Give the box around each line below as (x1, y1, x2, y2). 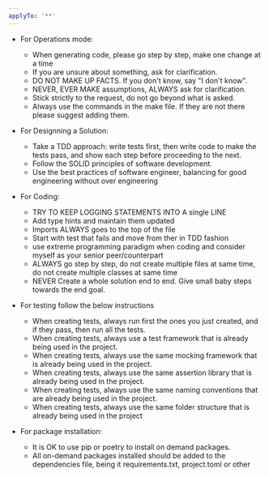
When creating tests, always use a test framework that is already (32, 333, 249, 343)
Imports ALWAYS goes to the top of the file (32, 224, 176, 234)
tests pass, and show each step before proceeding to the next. (32, 150, 241, 160)
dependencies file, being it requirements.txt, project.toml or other (32, 459, 251, 469)
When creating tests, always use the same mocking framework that (32, 350, 258, 360)
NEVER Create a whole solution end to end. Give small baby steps (32, 276, 253, 286)
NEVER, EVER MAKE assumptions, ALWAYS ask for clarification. (32, 84, 247, 94)
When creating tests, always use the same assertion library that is (32, 368, 253, 377)
